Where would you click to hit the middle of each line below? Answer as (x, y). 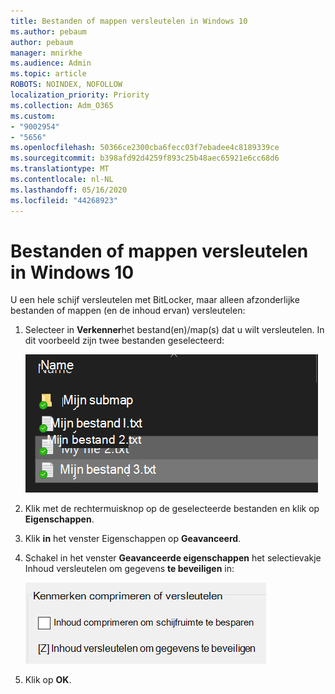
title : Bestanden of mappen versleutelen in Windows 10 (129, 21)
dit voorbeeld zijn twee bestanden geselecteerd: (124, 341)
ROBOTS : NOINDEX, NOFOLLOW (66, 85)
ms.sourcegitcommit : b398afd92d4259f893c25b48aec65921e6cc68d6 (145, 158)
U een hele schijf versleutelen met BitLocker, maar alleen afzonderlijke (155, 300)
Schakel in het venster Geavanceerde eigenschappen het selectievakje (173, 558)
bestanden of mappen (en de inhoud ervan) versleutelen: (128, 311)
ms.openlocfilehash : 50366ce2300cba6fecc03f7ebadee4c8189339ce (145, 148)
